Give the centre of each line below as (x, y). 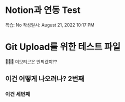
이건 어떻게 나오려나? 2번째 (45, 79)
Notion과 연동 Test (43, 10)
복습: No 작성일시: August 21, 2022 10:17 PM (50, 25)
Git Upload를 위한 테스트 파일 (63, 47)
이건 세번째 (18, 94)
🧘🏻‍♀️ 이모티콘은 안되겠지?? (31, 61)
